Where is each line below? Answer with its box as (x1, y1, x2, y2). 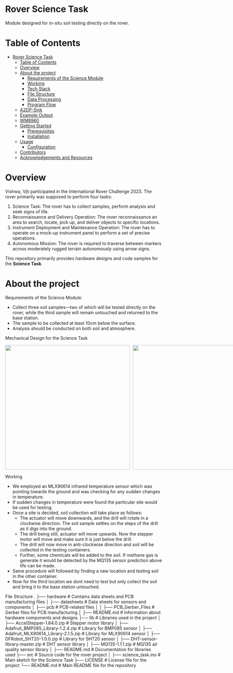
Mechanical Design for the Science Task (5, 335, 88, 341)
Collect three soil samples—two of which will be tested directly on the (12, 304, 156, 310)
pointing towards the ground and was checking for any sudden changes (12, 488, 160, 494)
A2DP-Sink (19, 107, 42, 113)
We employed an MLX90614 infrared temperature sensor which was (12, 483, 153, 489)
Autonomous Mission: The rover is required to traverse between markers (12, 240, 162, 246)
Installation (27, 133, 50, 139)
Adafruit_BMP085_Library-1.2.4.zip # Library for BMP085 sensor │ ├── (5, 625, 152, 631)
